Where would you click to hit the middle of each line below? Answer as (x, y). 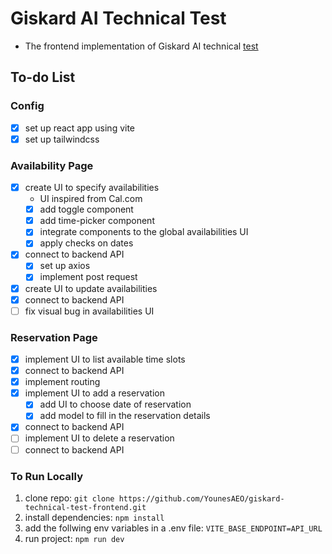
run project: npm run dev (74, 538)
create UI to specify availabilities (92, 188)
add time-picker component (97, 221)
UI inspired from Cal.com (91, 199)
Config (27, 106)
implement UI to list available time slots (105, 359)
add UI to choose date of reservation (115, 404)
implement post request (88, 277)
